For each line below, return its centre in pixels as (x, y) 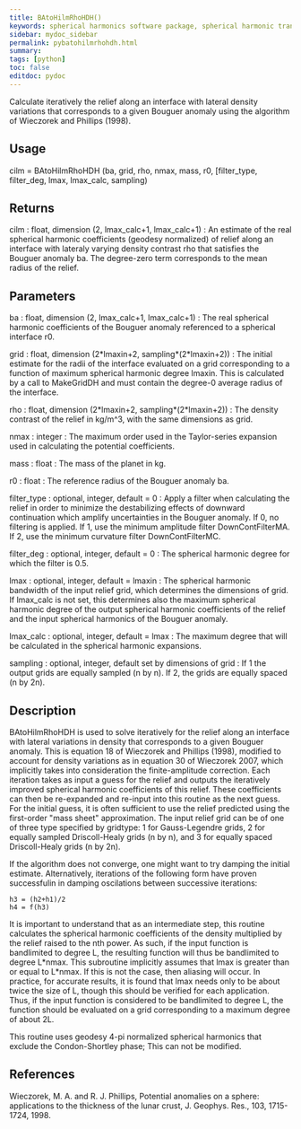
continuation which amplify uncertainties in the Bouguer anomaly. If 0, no (144, 518)
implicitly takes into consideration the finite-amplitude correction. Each (140, 770)
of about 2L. (32, 1019)
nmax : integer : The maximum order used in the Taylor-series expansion (143, 437)
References (42, 1075)
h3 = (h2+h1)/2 (38, 899)
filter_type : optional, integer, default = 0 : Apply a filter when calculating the (150, 498)
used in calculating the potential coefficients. (92, 446)
